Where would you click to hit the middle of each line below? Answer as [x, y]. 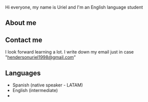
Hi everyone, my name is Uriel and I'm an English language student [74, 7]
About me [21, 23]
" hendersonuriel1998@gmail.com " [40, 57]
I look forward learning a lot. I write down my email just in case [69, 52]
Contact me [24, 40]
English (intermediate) [35, 90]
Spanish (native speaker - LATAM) [48, 85]
